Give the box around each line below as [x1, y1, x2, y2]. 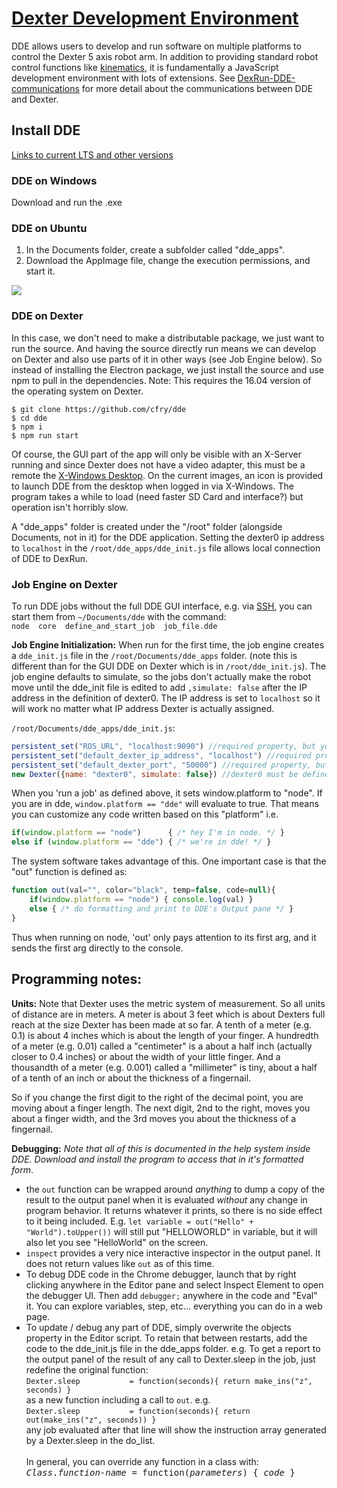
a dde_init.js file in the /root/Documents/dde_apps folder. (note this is [11, 649, 298, 661]
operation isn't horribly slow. [11, 501, 129, 513]
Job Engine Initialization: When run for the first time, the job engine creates [11, 638, 325, 651]
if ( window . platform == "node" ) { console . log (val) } [29, 895, 254, 905]
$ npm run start [11, 430, 79, 441]
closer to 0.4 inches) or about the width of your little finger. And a [11, 1050, 281, 1062]
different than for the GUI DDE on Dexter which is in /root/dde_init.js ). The [11, 660, 327, 672]
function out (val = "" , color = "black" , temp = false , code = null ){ [11, 885, 276, 896]
